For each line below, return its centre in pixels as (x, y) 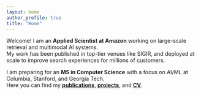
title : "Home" (25, 23)
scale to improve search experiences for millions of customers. (86, 60)
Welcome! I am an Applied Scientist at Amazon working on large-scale (97, 41)
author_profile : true (34, 18)
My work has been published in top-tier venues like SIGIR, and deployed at (100, 54)
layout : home (23, 12)
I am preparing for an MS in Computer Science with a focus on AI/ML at (97, 72)
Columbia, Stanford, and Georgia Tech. (55, 79)
